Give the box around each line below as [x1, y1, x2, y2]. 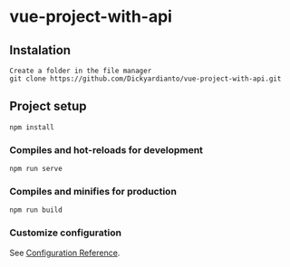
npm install [9, 122, 54, 132]
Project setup [9, 99, 88, 114]
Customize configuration [9, 226, 122, 239]
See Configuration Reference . [9, 247, 121, 258]
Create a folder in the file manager [9, 66, 152, 75]
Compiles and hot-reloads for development [9, 143, 204, 156]
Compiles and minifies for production [9, 186, 177, 198]
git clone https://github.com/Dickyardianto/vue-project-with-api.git [9, 74, 282, 83]
